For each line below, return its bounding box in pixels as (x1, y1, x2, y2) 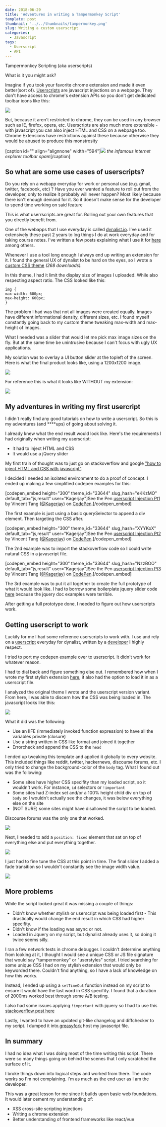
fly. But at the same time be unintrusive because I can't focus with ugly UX (5, 340, 158, 346)
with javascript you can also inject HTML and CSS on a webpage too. (5, 127, 146, 133)
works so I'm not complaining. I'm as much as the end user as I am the (5, 1076, 149, 1082)
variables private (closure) (12, 733, 66, 739)
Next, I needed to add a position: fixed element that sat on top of (5, 834, 141, 840)
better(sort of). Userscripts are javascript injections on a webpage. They (5, 87, 153, 93)
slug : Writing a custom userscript (5, 26, 79, 31)
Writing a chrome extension (12, 1111, 69, 1117)
